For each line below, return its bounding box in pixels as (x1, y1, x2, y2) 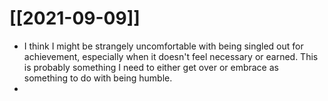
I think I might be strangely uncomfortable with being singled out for (23, 40, 304, 52)
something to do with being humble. (23, 72, 173, 84)
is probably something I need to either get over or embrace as (23, 61, 279, 73)
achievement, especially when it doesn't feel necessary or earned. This (23, 50, 319, 62)
